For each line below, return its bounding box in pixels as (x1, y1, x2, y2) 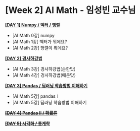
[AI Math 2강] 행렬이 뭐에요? (12, 45, 68, 51)
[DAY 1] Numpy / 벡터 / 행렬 (5, 22, 60, 28)
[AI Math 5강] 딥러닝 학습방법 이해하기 (12, 99, 87, 105)
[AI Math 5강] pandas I (12, 93, 58, 99)
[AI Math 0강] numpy (12, 32, 55, 38)
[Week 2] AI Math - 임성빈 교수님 (5, 4, 136, 16)
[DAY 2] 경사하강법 (5, 55, 43, 61)
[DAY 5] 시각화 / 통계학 (5, 120, 50, 127)
